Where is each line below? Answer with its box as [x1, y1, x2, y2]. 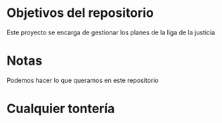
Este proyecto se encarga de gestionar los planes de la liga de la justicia [6, 28, 216, 37]
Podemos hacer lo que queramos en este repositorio [6, 76, 159, 84]
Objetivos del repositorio [6, 5, 154, 21]
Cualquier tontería [6, 101, 115, 117]
